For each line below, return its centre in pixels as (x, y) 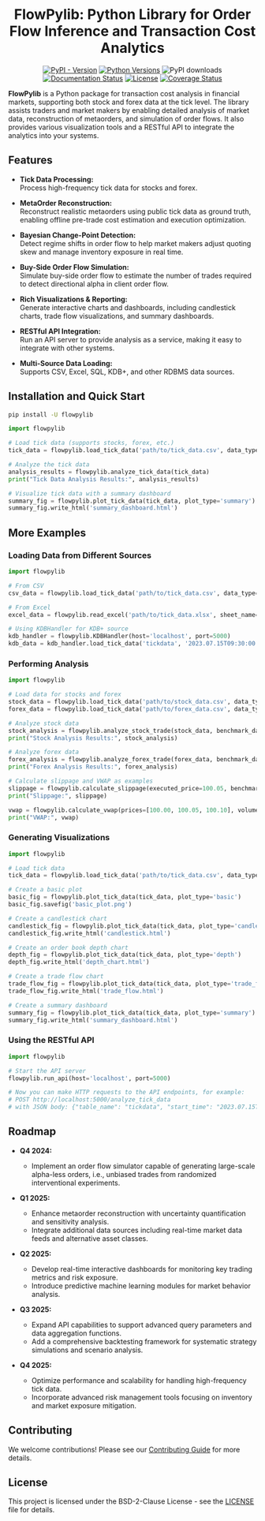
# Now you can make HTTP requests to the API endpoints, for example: (127, 1093)
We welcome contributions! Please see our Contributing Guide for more (124, 1449)
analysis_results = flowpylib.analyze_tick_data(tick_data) (109, 472)
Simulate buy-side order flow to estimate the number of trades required (136, 275)
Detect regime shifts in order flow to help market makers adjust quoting (135, 243)
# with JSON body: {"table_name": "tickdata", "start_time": (111, 1107)
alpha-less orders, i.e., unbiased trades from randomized (124, 1174)
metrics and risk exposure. (75, 1277)
